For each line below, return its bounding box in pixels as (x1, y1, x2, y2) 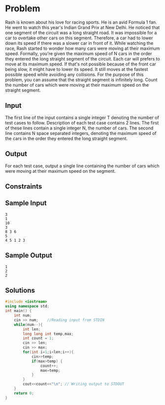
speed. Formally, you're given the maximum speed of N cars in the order (5, 50, 152, 57)
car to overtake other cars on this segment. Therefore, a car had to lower (5, 35, 153, 41)
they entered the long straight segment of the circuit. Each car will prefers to (5, 56, 160, 62)
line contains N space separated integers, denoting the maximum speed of (5, 130, 157, 136)
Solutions (5, 286, 35, 294)
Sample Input (5, 199, 47, 207)
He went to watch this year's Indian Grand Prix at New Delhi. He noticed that (5, 24, 160, 30)
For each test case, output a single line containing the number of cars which (5, 163, 160, 169)
